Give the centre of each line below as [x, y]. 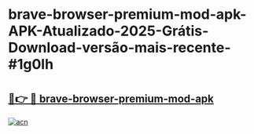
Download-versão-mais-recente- [120, 48]
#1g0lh [31, 65]
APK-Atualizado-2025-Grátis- [109, 31]
